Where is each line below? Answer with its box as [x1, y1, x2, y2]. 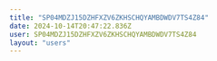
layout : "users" [9, 38, 71, 48]
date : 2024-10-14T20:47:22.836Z [9, 22, 132, 30]
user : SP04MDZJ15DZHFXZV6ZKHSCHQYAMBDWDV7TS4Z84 [9, 30, 197, 39]
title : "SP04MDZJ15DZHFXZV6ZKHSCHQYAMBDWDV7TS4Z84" [9, 13, 209, 22]
